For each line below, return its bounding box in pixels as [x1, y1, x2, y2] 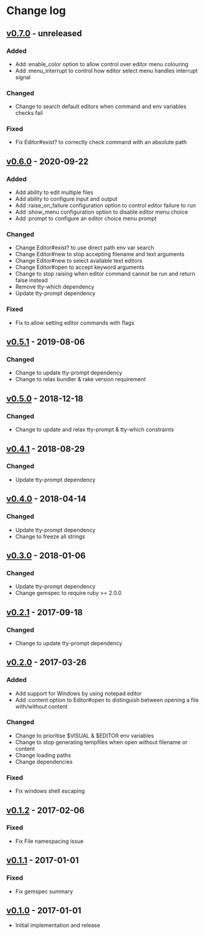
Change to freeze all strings [15, 532, 86, 540]
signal [15, 73, 31, 80]
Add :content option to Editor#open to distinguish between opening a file [15, 696, 199, 704]
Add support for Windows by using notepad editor [15, 689, 142, 697]
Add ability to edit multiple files [15, 188, 94, 196]
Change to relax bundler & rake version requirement [15, 376, 146, 383]
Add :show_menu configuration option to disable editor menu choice [15, 208, 188, 215]
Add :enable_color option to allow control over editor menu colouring [15, 60, 188, 68]
